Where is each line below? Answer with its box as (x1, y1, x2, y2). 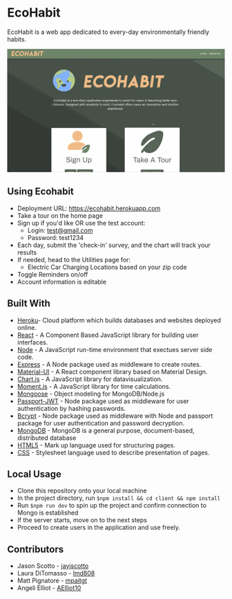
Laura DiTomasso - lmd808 (17, 569, 95, 578)
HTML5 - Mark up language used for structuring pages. (17, 441, 176, 449)
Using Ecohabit (7, 185, 75, 198)
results (17, 248, 37, 257)
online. (17, 323, 37, 331)
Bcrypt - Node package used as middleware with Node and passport (17, 412, 213, 420)
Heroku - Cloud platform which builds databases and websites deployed (17, 316, 222, 324)
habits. (7, 35, 26, 43)
